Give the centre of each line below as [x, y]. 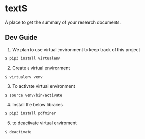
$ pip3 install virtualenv [33, 58]
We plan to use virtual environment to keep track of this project [76, 49]
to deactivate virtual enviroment [44, 123]
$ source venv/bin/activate [34, 95]
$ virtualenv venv [24, 77]
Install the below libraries [37, 105]
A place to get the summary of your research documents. [63, 22]
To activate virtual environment [43, 86]
